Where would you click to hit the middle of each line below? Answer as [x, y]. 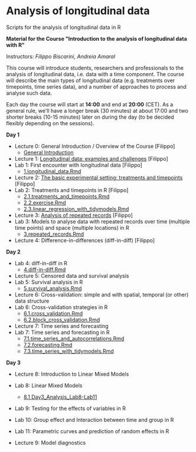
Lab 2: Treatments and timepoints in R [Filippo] [71, 190]
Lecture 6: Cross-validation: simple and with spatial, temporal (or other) [102, 294]
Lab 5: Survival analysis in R [49, 282]
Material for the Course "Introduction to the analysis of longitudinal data [97, 38]
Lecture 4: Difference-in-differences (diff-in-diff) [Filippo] [85, 240]
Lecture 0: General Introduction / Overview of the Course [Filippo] [95, 146]
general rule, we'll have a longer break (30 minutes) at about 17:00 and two [97, 110]
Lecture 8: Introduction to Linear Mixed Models [72, 374]
